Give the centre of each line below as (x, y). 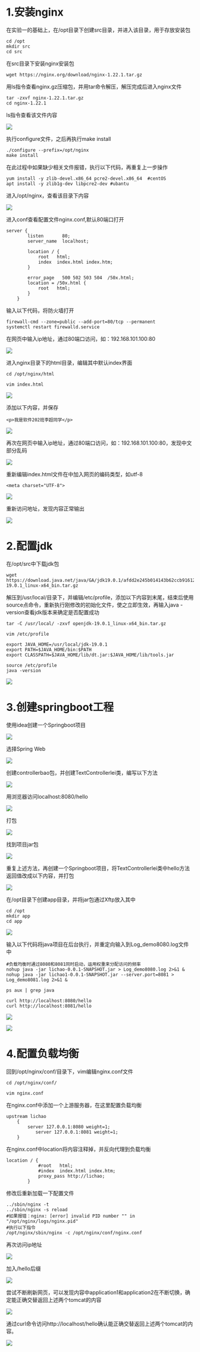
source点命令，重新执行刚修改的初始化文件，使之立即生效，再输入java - (95, 605)
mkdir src (18, 46)
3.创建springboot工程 (60, 707)
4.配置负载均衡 (43, 1054)
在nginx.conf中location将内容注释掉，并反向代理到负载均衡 (79, 1149)
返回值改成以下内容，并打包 (40, 876)
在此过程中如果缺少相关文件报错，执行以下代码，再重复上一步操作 (87, 167)
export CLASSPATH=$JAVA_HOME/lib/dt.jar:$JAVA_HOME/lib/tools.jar (90, 655)
